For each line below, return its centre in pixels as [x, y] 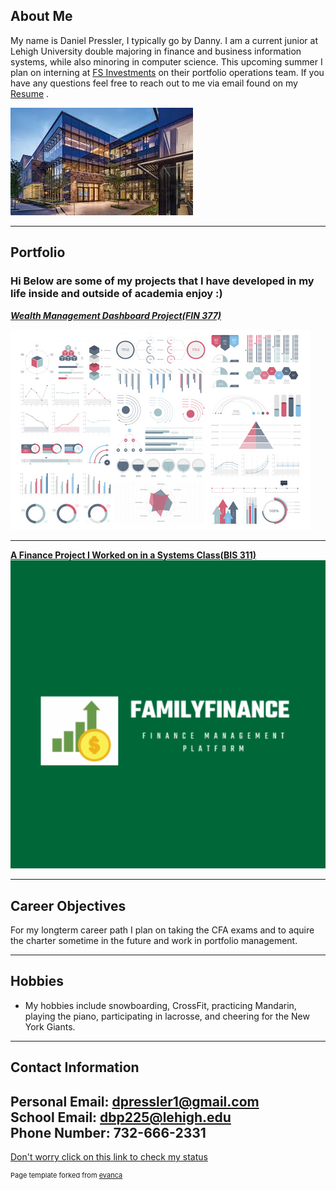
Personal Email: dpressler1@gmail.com [135, 1101]
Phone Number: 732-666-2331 [108, 1132]
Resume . [30, 93]
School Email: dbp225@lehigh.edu [121, 1117]
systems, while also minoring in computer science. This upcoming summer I [166, 61]
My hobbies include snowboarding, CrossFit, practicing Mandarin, [160, 1005]
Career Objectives [68, 905]
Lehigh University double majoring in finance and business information [156, 51]
